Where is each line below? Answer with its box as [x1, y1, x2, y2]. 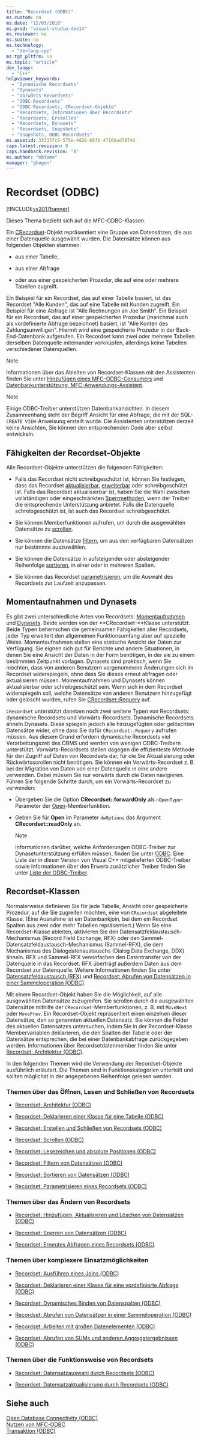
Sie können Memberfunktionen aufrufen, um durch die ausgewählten [14, 519, 186, 526]
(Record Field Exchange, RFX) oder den [41, 934, 140, 941]
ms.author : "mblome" [6, 154, 58, 160]
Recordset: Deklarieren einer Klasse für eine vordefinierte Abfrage [14, 1281, 179, 1289]
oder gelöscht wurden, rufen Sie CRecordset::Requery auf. [6, 695, 151, 703]
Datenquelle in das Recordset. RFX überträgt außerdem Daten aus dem [6, 960, 182, 967]
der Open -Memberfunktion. [41, 802, 111, 809]
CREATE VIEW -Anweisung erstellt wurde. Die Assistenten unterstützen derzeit [6, 418, 194, 425]
